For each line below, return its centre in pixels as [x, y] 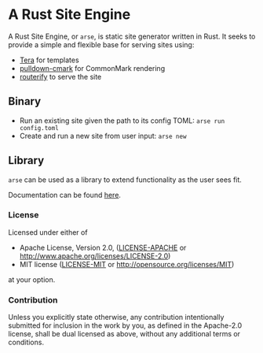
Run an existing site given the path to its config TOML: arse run [122, 121]
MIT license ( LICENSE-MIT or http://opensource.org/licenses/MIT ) [127, 264]
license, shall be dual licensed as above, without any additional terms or [124, 334]
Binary [25, 101]
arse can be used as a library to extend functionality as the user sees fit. [125, 180]
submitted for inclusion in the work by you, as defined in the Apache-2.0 [125, 325]
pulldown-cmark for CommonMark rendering [92, 68]
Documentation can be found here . [65, 195]
